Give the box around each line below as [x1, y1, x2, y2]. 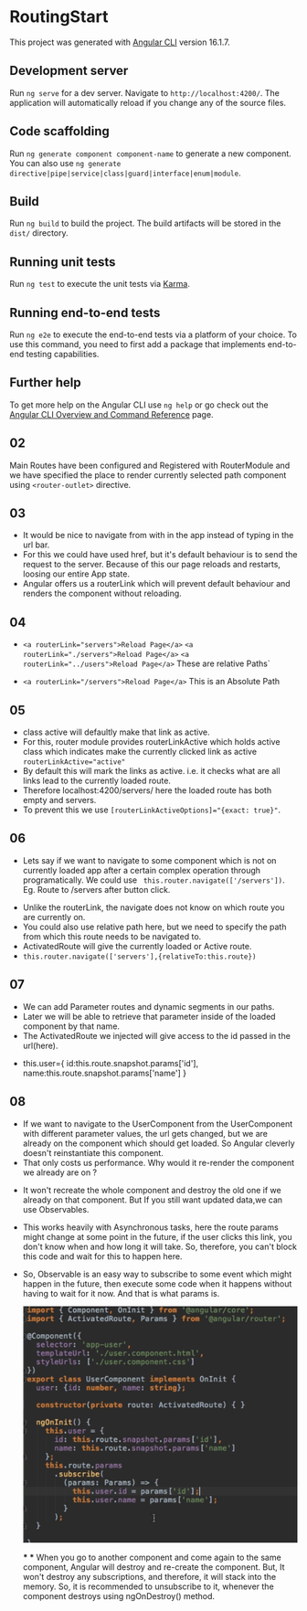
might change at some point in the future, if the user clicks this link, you [22, 1231, 292, 1242]
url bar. [22, 539, 50, 550]
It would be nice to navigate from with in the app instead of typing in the [22, 530, 294, 541]
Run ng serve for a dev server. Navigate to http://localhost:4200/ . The [9, 87, 281, 98]
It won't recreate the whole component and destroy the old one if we [22, 1184, 281, 1195]
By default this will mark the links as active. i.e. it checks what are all [22, 766, 281, 777]
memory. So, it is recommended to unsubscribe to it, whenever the [22, 1581, 274, 1592]
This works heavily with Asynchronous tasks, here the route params [22, 1222, 279, 1233]
